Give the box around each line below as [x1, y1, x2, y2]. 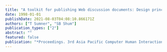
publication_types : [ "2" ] [5, 26, 59, 31]
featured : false [5, 35, 39, 40]
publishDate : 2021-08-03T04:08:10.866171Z [5, 16, 94, 21]
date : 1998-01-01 [5, 12, 41, 17]
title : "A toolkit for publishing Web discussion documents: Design [5, 7, 150, 12]
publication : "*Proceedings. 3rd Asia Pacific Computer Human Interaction [5, 40, 164, 45]
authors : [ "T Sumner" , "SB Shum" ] [5, 21, 77, 26]
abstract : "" [5, 30, 32, 35]
